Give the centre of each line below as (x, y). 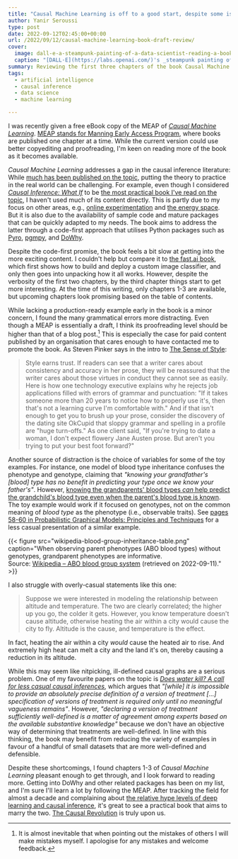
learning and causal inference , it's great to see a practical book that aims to (118, 805)
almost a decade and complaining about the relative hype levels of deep (113, 797)
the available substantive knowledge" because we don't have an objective (116, 724)
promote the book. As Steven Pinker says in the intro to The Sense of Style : (118, 349)
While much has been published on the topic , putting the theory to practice (117, 177)
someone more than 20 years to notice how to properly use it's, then (125, 400)
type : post (24, 27)
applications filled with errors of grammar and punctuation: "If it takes (126, 393)
